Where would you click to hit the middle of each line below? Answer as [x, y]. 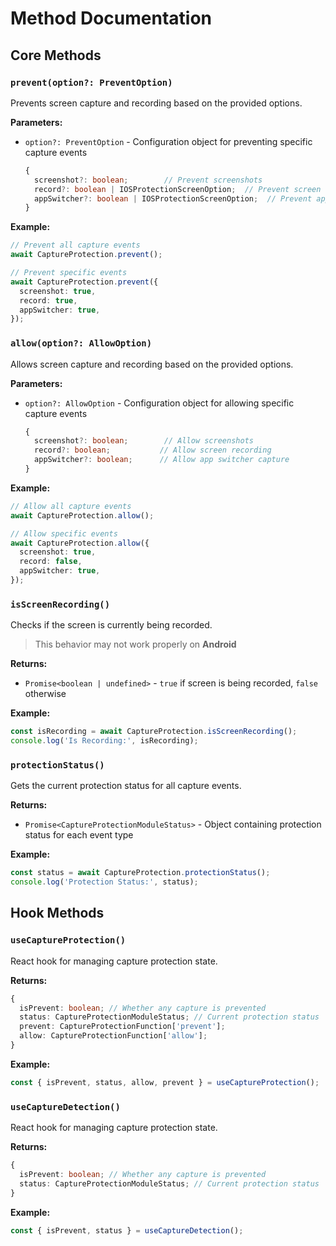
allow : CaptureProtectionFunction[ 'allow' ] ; [113, 1036]
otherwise [45, 694]
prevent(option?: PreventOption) [91, 82]
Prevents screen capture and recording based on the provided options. [156, 103]
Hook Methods [57, 913]
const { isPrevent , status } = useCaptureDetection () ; [127, 1230]
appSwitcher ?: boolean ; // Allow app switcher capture [162, 460]
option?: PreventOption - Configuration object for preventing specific [168, 141]
